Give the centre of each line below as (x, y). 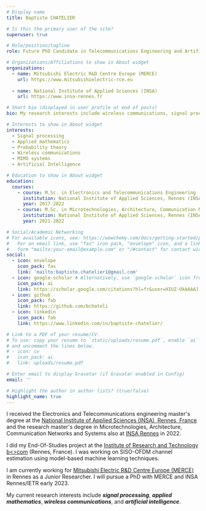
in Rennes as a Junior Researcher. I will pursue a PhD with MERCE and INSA (102, 477)
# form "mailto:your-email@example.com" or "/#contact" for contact (98, 249)
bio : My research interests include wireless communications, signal (97, 113)
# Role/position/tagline (38, 46)
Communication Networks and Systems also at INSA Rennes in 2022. (94, 434)
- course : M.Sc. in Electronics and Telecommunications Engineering (107, 193)
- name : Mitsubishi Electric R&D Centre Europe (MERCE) (85, 74)
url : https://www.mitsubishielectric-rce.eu (75, 79)
